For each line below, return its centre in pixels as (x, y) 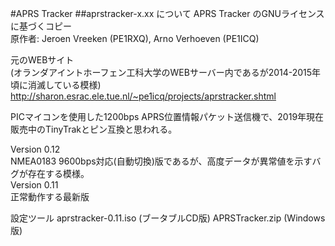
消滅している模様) (64, 85)
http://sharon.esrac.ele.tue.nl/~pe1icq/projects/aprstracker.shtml (143, 96)
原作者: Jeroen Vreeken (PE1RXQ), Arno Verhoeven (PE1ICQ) (135, 38)
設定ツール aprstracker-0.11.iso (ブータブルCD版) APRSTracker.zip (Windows (168, 218)
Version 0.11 (34, 185)
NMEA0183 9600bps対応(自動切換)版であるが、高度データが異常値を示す (161, 161)
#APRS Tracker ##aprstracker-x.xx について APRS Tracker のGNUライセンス (167, 13)
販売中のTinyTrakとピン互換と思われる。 (94, 129)
